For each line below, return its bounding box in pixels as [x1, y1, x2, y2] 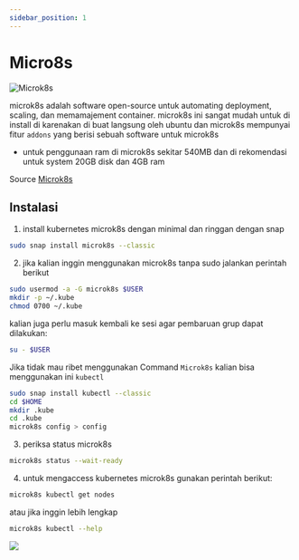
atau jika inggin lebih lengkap [9, 507, 118, 517]
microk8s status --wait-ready [9, 457, 124, 466]
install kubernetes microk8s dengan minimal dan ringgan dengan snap [22, 224, 285, 235]
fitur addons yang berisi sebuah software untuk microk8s [9, 129, 220, 140]
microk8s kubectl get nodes [9, 490, 116, 499]
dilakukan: [9, 327, 48, 338]
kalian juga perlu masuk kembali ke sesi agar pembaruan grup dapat [9, 318, 264, 329]
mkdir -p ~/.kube [9, 294, 75, 303]
